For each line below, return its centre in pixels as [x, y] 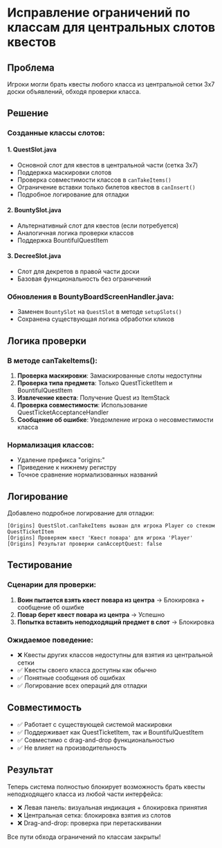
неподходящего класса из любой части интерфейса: [85, 794]
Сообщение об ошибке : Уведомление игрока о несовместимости [115, 419]
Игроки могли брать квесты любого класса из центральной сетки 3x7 [111, 84]
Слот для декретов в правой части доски [78, 271]
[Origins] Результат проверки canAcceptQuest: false [85, 544]
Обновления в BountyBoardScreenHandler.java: [91, 297]
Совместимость [44, 708]
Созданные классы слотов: [56, 133]
